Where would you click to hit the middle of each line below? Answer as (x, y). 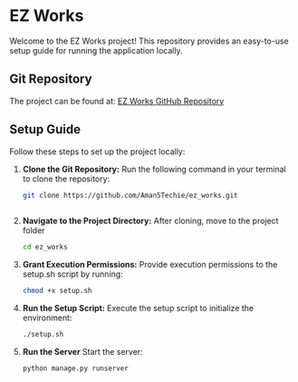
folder (34, 230)
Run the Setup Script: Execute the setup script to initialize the (138, 309)
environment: (47, 318)
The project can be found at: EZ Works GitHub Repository (117, 101)
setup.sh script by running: (73, 274)
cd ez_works (45, 247)
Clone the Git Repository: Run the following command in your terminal (154, 169)
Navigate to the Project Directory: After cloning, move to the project (150, 221)
